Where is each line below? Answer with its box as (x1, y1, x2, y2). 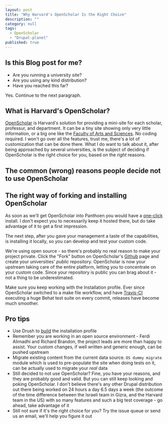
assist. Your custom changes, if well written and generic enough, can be (12, 344, 162, 350)
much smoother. (5, 300, 39, 306)
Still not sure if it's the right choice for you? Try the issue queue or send (12, 408, 160, 414)
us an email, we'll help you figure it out (12, 413, 92, 419)
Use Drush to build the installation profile (12, 328, 97, 334)
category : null (5, 21, 37, 27)
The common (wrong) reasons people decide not (5, 166, 161, 175)
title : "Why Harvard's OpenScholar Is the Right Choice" (5, 12, 127, 17)
